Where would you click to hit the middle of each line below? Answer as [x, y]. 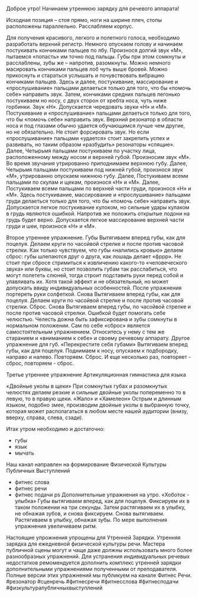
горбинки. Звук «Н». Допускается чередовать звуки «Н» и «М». [87, 107]
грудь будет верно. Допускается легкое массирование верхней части [95, 220]
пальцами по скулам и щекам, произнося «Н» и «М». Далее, [83, 182]
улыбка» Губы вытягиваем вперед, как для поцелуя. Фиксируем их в [102, 501]
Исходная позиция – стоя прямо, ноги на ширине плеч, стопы [84, 20]
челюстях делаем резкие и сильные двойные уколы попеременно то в [96, 392]
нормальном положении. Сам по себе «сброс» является [78, 325]
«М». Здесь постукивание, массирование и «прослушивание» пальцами [98, 195]
